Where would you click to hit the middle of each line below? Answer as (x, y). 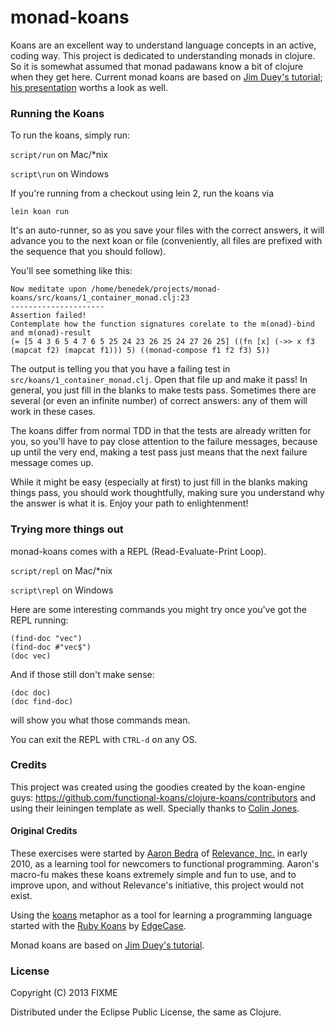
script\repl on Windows (62, 590)
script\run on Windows (60, 174)
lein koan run (40, 212)
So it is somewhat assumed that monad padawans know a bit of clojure (157, 66)
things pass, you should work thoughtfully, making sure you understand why (167, 493)
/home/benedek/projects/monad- (156, 289)
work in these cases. (53, 412)
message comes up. (52, 463)
